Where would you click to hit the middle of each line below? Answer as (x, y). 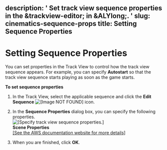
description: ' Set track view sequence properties (84, 8)
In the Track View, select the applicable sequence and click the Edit (82, 97)
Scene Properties (31, 128)
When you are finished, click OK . (46, 143)
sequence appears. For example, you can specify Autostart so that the (78, 72)
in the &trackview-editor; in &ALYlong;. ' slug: (78, 16)
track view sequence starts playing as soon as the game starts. (70, 77)
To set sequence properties (34, 87)
